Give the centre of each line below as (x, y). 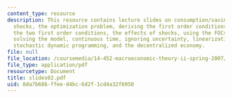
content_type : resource (41, 13)
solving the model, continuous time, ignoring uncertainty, (101, 39)
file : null (23, 52)
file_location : (29, 59)
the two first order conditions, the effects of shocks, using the (113, 33)
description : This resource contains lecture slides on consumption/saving (118, 20)
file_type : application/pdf (48, 65)
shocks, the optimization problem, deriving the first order (103, 26)
